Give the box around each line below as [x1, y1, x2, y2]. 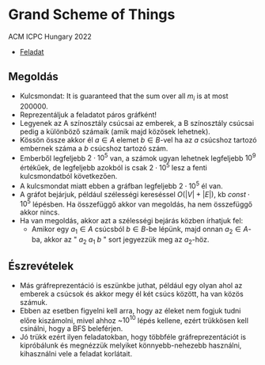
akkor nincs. [19, 207, 60, 217]
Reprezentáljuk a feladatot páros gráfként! [19, 109, 157, 120]
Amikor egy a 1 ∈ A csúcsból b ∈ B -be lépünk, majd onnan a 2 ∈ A [31, 224, 249, 235]
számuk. [19, 297, 48, 306]
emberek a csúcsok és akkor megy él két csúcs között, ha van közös [19, 289, 244, 298]
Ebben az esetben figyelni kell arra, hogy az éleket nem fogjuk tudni [19, 306, 241, 315]
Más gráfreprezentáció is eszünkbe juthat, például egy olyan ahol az [19, 280, 243, 290]
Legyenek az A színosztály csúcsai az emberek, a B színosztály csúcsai [19, 118, 255, 127]
